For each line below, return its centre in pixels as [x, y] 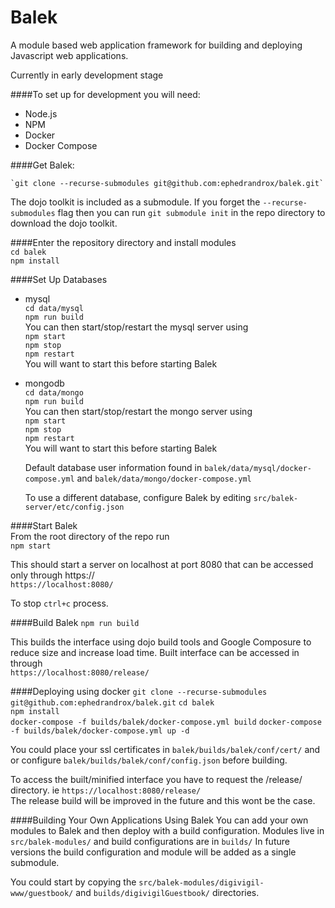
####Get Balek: [42, 165]
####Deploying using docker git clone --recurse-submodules [139, 691]
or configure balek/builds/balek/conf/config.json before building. [149, 760]
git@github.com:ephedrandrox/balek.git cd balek [112, 702]
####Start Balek [44, 525]
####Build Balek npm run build [75, 622]
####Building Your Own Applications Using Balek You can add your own [159, 820]
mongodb [44, 383]
